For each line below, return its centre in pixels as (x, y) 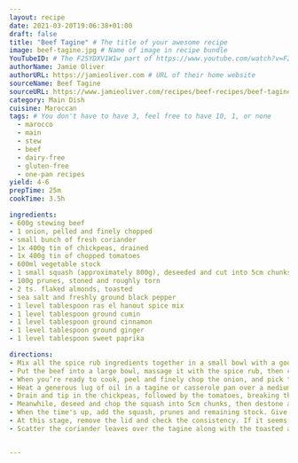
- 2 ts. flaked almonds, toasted (71, 289)
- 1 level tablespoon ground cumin (75, 314)
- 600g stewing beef (47, 223)
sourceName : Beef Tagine (55, 83)
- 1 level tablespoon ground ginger (77, 330)
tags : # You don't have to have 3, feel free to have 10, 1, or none (141, 116)
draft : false (33, 34)
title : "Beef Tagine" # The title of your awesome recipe (118, 42)
